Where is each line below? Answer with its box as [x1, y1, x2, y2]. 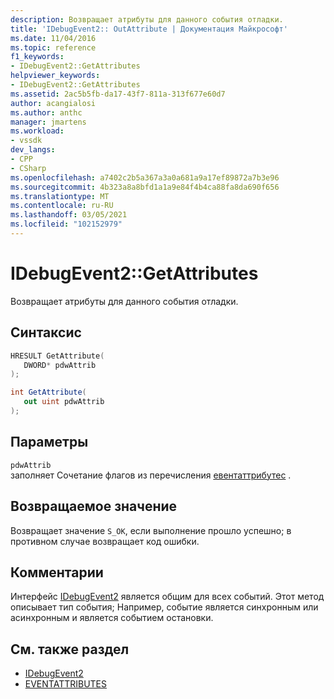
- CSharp [10, 163, 47, 173]
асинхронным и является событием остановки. [10, 612, 214, 624]
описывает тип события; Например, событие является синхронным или [10, 601, 319, 613]
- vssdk [10, 136, 43, 146]
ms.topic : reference [10, 42, 97, 53]
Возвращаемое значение [10, 498, 178, 515]
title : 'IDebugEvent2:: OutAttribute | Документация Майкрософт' [10, 24, 288, 34]
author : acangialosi [10, 98, 97, 108]
